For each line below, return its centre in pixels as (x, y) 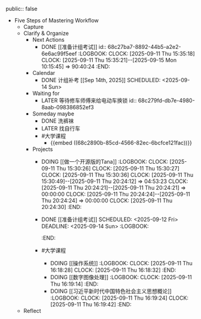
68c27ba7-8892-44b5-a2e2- (144, 47)
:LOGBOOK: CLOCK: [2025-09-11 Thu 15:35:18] (136, 53)
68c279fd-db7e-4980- (166, 100)
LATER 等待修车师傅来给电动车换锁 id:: (89, 100)
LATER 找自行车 (61, 128)
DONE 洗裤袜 (57, 121)
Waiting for (46, 93)
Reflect (32, 311)
